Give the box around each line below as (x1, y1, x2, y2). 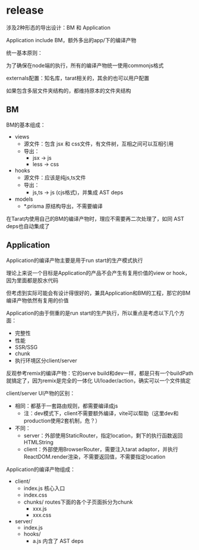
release (6, 4, 44, 17)
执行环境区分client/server (14, 357, 77, 364)
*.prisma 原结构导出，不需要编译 (23, 203, 103, 210)
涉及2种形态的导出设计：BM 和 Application (6, 24, 111, 31)
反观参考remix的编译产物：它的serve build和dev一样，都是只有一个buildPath (6, 369, 194, 377)
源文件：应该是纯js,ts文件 (23, 173, 86, 181)
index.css (23, 491, 48, 498)
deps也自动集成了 (6, 222, 50, 229)
